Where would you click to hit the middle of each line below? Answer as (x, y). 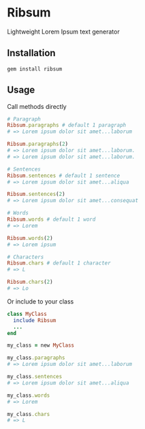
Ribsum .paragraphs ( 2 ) (38, 144)
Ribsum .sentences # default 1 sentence (64, 175)
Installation (31, 53)
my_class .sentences (35, 377)
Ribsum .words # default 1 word (51, 220)
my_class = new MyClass (41, 345)
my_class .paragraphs (36, 358)
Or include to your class (41, 301)
